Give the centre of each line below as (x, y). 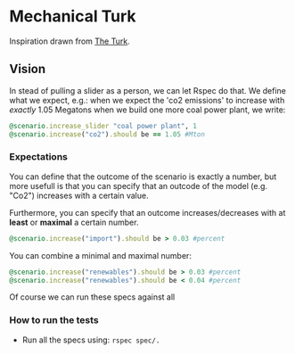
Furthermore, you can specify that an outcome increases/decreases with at (147, 212)
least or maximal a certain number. (74, 222)
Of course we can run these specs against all (92, 297)
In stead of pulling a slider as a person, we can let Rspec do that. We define (148, 90)
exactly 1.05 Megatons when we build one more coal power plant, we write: (147, 110)
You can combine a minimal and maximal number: (100, 255)
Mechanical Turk (73, 16)
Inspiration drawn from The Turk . (70, 41)
